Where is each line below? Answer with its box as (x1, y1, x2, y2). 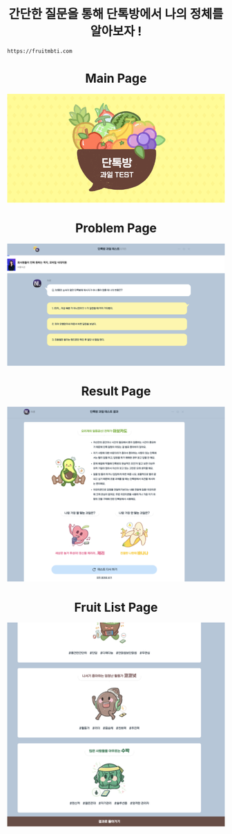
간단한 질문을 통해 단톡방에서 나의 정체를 (8, 6, 224, 22)
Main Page (85, 70, 147, 86)
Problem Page (75, 220, 157, 236)
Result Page (81, 384, 151, 399)
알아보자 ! (90, 23, 142, 39)
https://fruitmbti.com (7, 48, 72, 55)
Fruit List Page (74, 599, 158, 615)
